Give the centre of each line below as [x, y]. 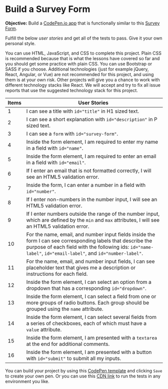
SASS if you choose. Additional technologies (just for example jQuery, [77, 69]
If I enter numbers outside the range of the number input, [93, 214]
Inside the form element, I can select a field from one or [91, 296]
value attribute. [44, 329]
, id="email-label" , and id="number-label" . [92, 253]
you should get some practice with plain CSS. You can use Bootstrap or [79, 64]
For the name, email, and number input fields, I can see [90, 261]
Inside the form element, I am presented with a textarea [92, 337]
